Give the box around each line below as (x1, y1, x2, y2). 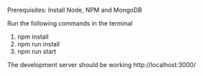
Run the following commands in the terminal (7, 19, 133, 27)
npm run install (17, 40, 60, 48)
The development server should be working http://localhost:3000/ (7, 61, 196, 68)
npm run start (17, 48, 57, 55)
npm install (17, 32, 49, 41)
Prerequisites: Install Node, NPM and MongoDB (7, 6, 142, 14)
